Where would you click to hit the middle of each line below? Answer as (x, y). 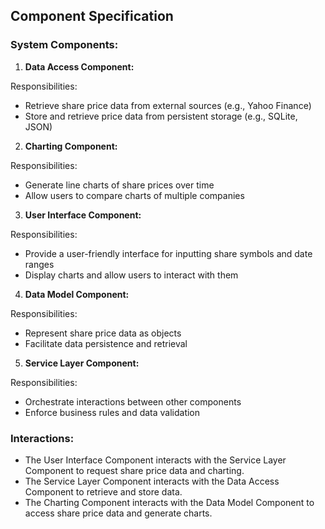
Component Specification (92, 16)
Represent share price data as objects (103, 333)
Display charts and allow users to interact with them (131, 275)
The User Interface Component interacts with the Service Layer (155, 460)
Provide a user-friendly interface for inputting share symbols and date (168, 253)
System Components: (64, 45)
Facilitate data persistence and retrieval (106, 343)
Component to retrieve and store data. (103, 491)
